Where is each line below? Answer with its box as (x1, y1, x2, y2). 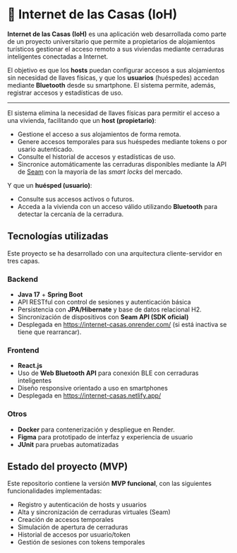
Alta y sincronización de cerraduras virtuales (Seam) (17, 508, 171, 516)
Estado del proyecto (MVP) (7, 460, 128, 472)
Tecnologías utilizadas (7, 230, 109, 242)
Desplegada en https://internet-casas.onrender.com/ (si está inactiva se (17, 321, 227, 329)
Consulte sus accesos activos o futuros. (17, 194, 135, 203)
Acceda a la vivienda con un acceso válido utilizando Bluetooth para (17, 202, 218, 210)
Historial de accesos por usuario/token (17, 530, 130, 539)
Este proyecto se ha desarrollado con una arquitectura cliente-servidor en (7, 249, 222, 257)
